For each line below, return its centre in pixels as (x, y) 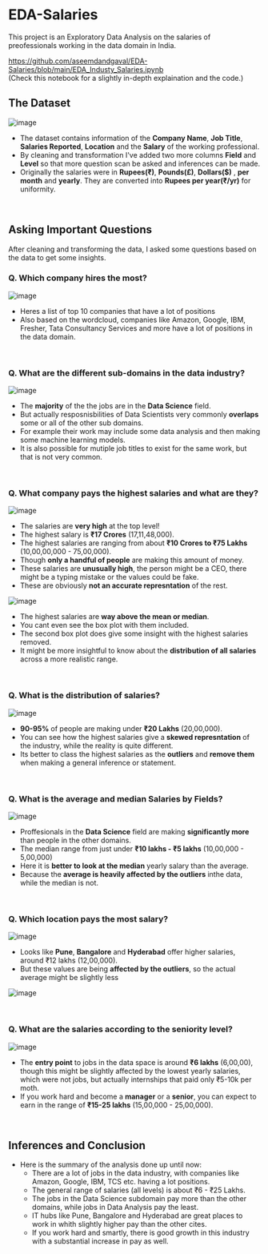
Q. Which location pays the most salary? (88, 918)
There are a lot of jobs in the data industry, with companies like (136, 1173)
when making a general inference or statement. (98, 762)
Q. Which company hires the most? (78, 278)
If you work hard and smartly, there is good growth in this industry (140, 1233)
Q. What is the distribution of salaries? (84, 696)
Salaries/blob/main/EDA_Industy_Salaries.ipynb (86, 69)
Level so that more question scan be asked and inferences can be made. (140, 163)
